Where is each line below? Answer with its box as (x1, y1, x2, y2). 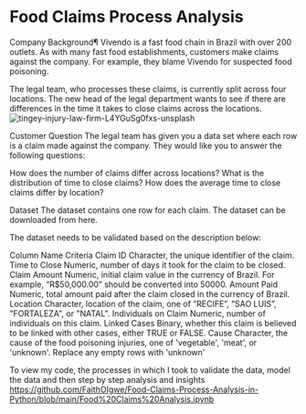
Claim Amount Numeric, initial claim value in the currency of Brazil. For (9, 269, 275, 280)
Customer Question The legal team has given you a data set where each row (9, 130, 298, 141)
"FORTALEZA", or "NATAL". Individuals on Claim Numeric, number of (9, 308, 267, 319)
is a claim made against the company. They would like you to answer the (9, 140, 282, 151)
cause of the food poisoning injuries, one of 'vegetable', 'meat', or (9, 336, 258, 348)
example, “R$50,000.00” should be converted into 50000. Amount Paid (9, 279, 279, 290)
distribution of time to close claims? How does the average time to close (9, 176, 281, 188)
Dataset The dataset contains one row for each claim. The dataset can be (9, 204, 286, 216)
